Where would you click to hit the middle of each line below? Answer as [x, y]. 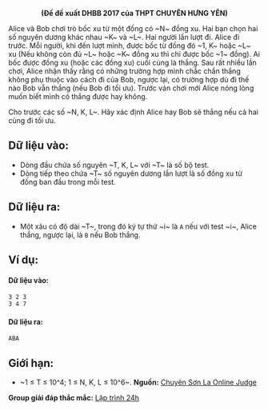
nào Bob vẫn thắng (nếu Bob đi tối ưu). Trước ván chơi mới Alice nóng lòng [131, 88]
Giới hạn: [31, 363]
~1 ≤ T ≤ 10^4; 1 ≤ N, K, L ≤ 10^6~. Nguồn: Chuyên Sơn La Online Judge [138, 382]
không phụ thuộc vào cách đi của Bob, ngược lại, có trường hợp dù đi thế [129, 80]
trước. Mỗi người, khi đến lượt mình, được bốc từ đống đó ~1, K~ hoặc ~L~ [130, 46]
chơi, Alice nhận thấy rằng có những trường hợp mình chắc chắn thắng [125, 71]
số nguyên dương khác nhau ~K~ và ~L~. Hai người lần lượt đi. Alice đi [124, 37]
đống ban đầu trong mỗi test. [68, 181]
